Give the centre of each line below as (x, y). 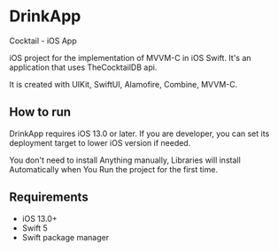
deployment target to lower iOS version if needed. (100, 142)
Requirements (49, 198)
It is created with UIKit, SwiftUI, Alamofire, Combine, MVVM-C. (124, 84)
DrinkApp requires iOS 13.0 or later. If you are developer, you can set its (139, 133)
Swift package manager (65, 237)
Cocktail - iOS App (43, 41)
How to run (40, 112)
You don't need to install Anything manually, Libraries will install (125, 160)
